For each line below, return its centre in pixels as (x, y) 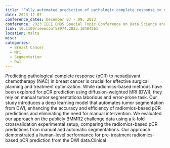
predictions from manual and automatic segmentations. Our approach (78, 130)
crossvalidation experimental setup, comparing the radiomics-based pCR (81, 124)
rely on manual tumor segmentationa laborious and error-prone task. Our (81, 97)
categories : (18, 43)
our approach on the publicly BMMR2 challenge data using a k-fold (75, 119)
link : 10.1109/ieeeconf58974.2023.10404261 (52, 29)
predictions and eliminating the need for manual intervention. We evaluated (83, 114)
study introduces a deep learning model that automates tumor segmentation (85, 103)
